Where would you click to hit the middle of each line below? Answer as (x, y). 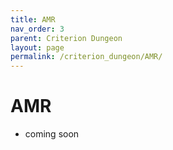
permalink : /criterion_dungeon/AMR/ (86, 57)
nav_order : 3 (37, 29)
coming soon (52, 134)
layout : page (37, 47)
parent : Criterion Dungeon (66, 38)
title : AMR (33, 19)
